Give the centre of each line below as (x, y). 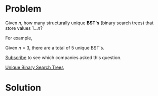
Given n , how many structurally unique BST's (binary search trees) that (80, 23)
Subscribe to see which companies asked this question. (63, 57)
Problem (23, 9)
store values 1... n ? (24, 28)
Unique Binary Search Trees (35, 67)
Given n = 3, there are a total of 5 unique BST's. (55, 47)
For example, (19, 38)
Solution (23, 88)
